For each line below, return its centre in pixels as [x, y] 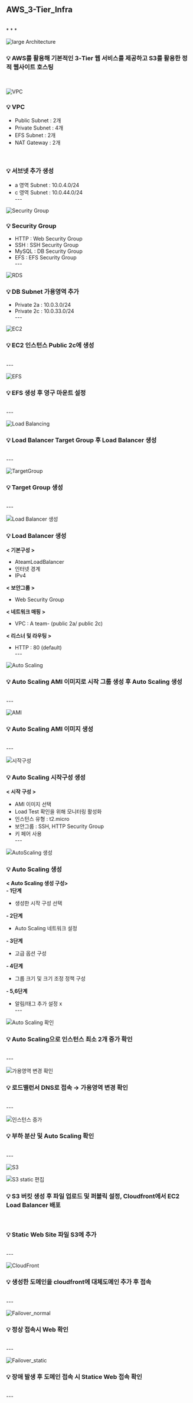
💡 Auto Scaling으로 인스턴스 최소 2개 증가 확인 [69, 1039]
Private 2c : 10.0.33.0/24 [45, 311]
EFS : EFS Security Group [45, 257]
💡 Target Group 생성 [35, 488]
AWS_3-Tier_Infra [39, 10]
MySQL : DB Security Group [48, 251]
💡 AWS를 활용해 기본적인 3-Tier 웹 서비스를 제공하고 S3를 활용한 [94, 58]
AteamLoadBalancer [39, 561]
